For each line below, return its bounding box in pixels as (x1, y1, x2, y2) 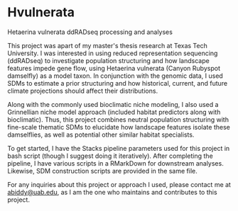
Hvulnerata (7, 4, 75, 21)
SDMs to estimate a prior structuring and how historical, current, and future (7, 79, 228, 87)
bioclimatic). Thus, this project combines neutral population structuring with (7, 115, 229, 124)
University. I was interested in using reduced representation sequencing (7, 49, 218, 57)
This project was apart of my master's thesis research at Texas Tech (7, 41, 207, 50)
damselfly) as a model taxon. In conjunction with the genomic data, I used (7, 72, 224, 80)
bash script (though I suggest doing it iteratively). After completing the (7, 152, 213, 160)
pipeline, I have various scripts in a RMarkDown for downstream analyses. (7, 159, 224, 167)
